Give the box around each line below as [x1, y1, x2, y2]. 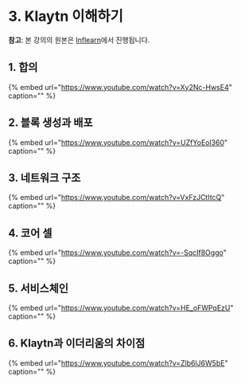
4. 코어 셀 [8, 226, 52, 240]
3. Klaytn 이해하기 [8, 7, 123, 25]
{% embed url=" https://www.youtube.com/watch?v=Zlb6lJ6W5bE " [8, 358, 228, 367]
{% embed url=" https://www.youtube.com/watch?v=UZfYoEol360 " [8, 137, 228, 147]
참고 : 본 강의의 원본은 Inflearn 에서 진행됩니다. [8, 35, 150, 45]
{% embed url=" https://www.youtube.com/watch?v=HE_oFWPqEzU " [8, 304, 234, 312]
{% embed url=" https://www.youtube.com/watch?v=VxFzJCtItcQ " [8, 193, 225, 202]
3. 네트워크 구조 [8, 170, 81, 184]
